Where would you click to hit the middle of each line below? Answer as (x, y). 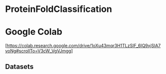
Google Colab (34, 32)
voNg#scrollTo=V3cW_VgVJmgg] (39, 51)
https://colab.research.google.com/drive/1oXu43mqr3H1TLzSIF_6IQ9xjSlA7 (84, 46)
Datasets (19, 66)
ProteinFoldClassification (59, 9)
